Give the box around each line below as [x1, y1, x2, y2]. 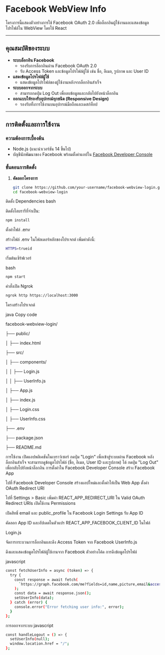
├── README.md [5, 444, 42, 450]
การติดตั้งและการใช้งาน [5, 120, 60, 129]
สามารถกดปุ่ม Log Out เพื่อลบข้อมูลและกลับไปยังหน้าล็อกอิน [20, 90, 118, 96]
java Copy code [5, 312, 37, 317]
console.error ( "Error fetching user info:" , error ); [14, 604, 124, 610]
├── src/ [5, 349, 24, 355]
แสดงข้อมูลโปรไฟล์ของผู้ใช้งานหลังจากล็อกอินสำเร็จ [20, 79, 102, 85]
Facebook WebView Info [5, 3, 107, 15]
